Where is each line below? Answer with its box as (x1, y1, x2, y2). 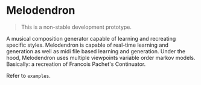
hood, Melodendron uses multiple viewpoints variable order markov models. (6, 54, 196, 61)
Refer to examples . (6, 72, 51, 79)
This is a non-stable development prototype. (21, 23, 132, 31)
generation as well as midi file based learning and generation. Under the (6, 47, 186, 54)
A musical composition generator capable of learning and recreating (6, 35, 176, 42)
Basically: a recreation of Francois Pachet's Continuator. (6, 60, 146, 68)
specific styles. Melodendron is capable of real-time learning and (6, 41, 169, 48)
